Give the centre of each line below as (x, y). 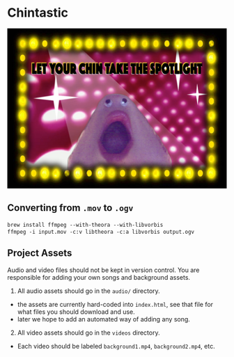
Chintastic (38, 13)
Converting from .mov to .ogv (70, 208)
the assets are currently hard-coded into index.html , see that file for (115, 304)
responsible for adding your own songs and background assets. (99, 277)
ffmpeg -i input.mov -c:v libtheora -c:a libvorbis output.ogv (101, 232)
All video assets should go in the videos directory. (88, 333)
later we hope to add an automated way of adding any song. (103, 319)
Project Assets (40, 253)
